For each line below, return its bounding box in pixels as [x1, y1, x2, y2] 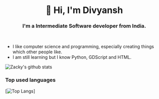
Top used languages [5, 76, 56, 83]
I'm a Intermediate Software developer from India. [22, 23, 146, 30]
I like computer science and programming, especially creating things [12, 44, 154, 50]
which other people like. [12, 49, 63, 55]
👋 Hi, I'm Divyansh [45, 5, 123, 16]
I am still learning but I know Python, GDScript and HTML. [12, 54, 132, 60]
